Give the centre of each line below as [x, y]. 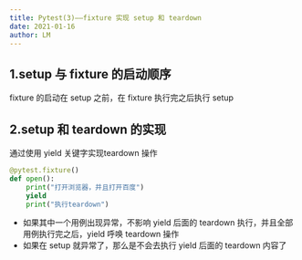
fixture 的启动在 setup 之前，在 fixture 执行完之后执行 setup [122, 98]
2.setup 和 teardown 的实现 [88, 129]
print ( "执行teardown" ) [68, 204]
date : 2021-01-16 [42, 26]
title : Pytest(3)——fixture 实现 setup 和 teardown [106, 18]
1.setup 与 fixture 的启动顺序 [90, 74]
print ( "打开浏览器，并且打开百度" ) [85, 187]
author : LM [30, 35]
